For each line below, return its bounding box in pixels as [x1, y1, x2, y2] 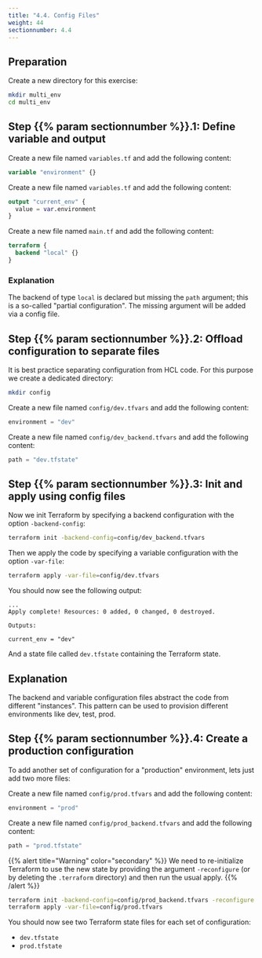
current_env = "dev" [8, 636, 76, 643]
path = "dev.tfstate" [8, 456, 79, 464]
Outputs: [8, 621, 37, 630]
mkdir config [8, 388, 51, 396]
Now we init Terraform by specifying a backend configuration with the [8, 511, 235, 520]
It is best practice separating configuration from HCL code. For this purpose [8, 365, 253, 374]
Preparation [8, 55, 67, 68]
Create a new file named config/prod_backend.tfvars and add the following [8, 818, 253, 828]
